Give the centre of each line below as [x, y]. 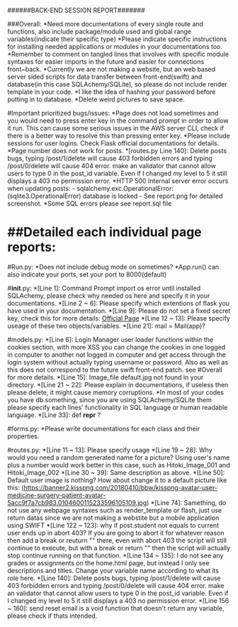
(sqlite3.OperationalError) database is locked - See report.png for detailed [115, 196]
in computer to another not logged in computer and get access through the [117, 355]
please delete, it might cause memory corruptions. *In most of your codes [116, 392]
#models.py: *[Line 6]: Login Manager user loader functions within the [110, 339]
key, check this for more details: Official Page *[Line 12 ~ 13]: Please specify [119, 318]
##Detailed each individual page [104, 232]
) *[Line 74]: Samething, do [186, 502]
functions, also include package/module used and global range [100, 32]
